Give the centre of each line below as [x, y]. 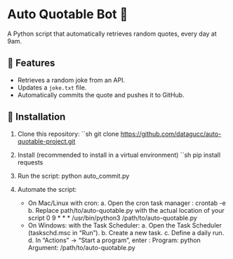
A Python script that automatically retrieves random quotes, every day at [112, 34]
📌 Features [31, 63]
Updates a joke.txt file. [52, 87]
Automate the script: [47, 189]
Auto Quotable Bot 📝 [68, 14]
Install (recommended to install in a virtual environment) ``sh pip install [119, 155]
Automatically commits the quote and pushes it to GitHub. [101, 94]
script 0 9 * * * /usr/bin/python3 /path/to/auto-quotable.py [113, 218]
